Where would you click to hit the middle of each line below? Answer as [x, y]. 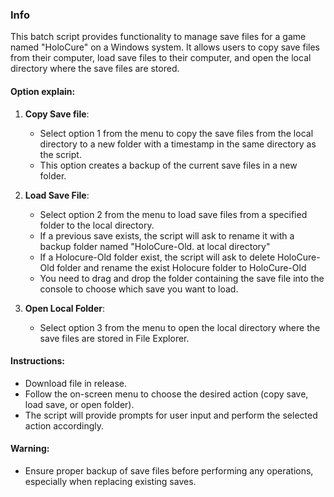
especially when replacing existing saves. [110, 481]
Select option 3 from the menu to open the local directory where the [180, 327]
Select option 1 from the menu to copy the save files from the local [176, 133]
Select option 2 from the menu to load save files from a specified [173, 214]
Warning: [30, 449]
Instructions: [38, 361]
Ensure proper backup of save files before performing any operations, [169, 470]
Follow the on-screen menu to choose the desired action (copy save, [166, 394]
